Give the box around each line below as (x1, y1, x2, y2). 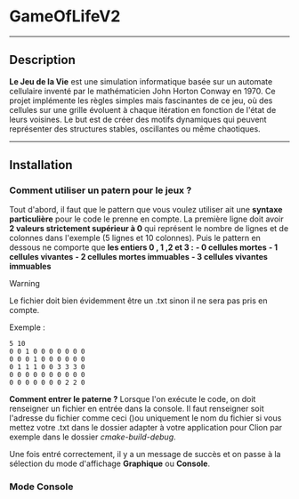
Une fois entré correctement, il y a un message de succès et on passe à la (9, 449, 281, 460)
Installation (9, 157, 73, 173)
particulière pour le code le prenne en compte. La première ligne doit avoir (9, 213, 284, 224)
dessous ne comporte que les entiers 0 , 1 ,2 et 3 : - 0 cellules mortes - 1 (9, 242, 279, 253)
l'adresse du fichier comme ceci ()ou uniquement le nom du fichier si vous (9, 413, 282, 423)
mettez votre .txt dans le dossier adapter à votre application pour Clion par (9, 423, 283, 433)
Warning (9, 278, 40, 289)
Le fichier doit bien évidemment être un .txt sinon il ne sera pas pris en (9, 295, 269, 306)
